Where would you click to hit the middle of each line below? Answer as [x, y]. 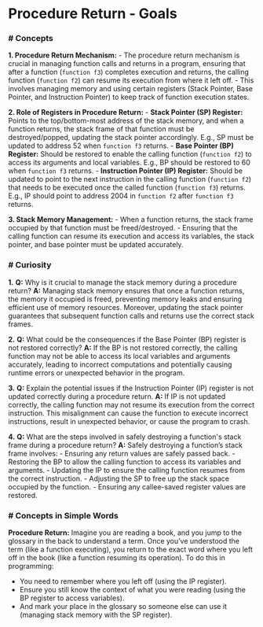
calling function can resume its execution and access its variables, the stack [131, 236]
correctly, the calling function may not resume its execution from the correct [131, 404]
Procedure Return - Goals [93, 14]
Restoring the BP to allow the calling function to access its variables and [125, 462]
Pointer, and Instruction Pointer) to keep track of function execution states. [129, 97]
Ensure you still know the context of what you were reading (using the [132, 590]
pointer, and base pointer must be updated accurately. [96, 245]
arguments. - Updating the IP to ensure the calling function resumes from [127, 470]
